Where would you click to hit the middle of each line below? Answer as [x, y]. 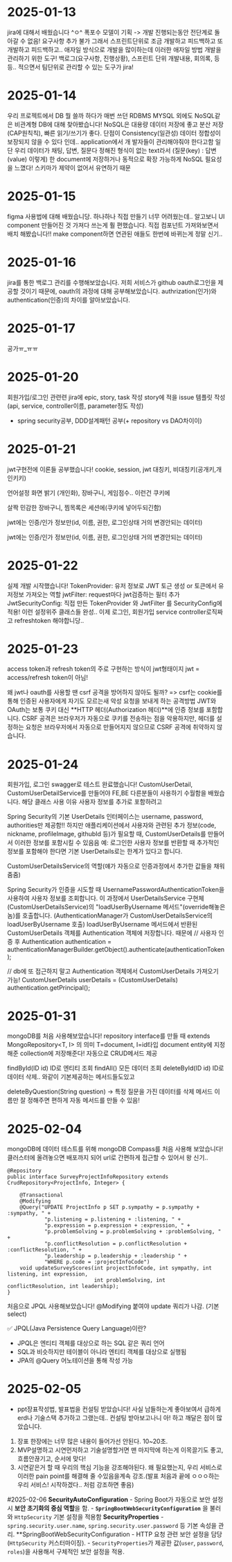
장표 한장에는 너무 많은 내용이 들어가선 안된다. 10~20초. [92, 1441]
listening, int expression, [48, 1274]
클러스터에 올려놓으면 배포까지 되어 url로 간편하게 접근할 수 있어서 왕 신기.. [108, 1157]
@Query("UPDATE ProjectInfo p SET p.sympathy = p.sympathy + [109, 1207]
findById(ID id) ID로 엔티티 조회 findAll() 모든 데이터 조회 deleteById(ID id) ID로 [116, 1068]
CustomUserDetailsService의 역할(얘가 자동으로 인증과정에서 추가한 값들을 [110, 866]
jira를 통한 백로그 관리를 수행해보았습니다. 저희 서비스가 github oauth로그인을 [112, 282]
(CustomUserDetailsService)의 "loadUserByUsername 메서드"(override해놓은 [116, 907]
